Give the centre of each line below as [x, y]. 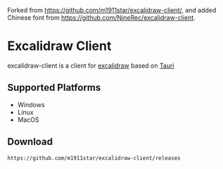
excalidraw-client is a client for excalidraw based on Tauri [91, 65]
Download [30, 142]
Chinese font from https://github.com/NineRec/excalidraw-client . [101, 18]
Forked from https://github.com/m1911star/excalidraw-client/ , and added [112, 10]
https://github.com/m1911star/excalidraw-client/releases [94, 158]
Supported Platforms [54, 88]
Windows [31, 104]
